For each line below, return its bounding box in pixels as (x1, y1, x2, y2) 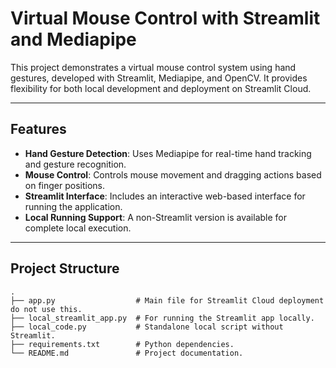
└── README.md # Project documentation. (10, 348, 244, 358)
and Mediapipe (10, 28, 137, 51)
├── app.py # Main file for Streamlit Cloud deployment (10, 295, 325, 306)
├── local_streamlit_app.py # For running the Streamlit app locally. (10, 313, 315, 323)
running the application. (24, 200, 123, 212)
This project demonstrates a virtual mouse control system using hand (10, 61, 297, 73)
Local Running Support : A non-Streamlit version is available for (24, 211, 288, 223)
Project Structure (10, 260, 120, 277)
